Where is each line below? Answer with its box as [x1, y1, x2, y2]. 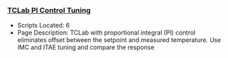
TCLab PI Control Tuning [7, 6, 91, 15]
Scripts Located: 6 [17, 21, 71, 30]
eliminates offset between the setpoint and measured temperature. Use [17, 36, 222, 44]
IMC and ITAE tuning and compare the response [17, 43, 155, 52]
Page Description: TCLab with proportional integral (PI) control [17, 28, 196, 37]
